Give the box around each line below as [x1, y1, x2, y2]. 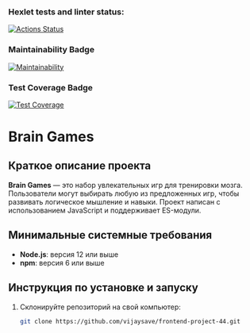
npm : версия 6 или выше [19, 258, 105, 267]
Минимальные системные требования [8, 228, 213, 242]
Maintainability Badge [8, 44, 95, 55]
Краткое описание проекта [8, 159, 152, 173]
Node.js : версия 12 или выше [19, 249, 119, 259]
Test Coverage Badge [8, 82, 94, 93]
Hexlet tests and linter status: [8, 6, 125, 17]
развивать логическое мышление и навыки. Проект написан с [8, 197, 221, 206]
